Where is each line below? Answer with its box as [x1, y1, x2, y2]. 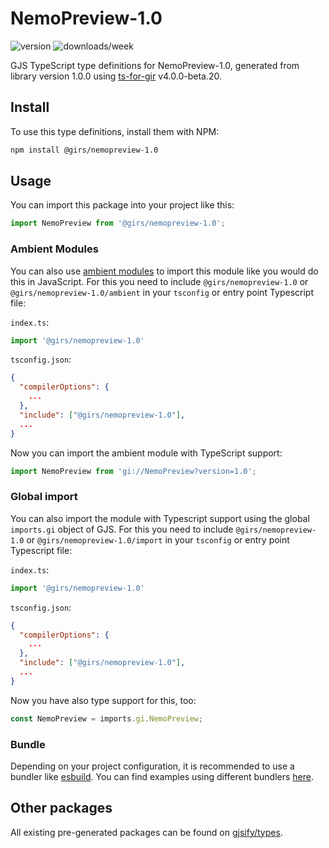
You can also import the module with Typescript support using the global [10, 512, 310, 524]
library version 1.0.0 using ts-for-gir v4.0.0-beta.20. [10, 70, 222, 82]
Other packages [10, 800, 113, 817]
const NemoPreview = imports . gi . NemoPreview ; [10, 713, 203, 724]
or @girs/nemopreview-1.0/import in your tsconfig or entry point [26, 533, 290, 546]
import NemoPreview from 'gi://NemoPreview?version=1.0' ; [10, 466, 257, 476]
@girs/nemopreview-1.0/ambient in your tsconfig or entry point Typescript [10, 286, 315, 298]
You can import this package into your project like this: [10, 199, 235, 211]
